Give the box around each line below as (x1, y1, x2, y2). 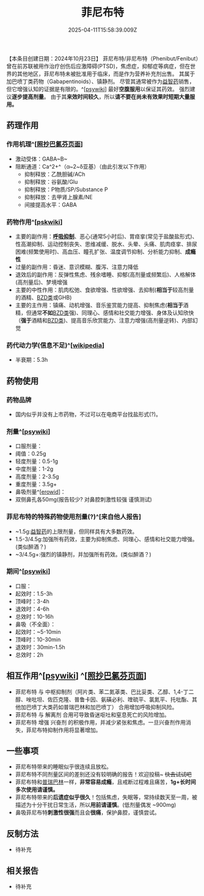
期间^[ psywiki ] (6, 567, 51, 576)
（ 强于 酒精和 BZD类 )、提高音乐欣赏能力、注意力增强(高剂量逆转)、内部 (15, 316, 193, 324)
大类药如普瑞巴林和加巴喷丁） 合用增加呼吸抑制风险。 (42, 703, 178, 710)
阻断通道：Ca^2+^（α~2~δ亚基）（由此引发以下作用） (15, 162, 150, 170)
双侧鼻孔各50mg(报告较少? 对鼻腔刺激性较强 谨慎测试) (15, 496, 153, 503)
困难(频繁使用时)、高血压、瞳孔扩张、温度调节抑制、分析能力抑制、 (15, 248, 186, 255)
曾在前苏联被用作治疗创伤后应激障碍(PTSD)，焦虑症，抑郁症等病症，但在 (6, 62, 191, 70)
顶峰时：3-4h (15, 597, 50, 605)
